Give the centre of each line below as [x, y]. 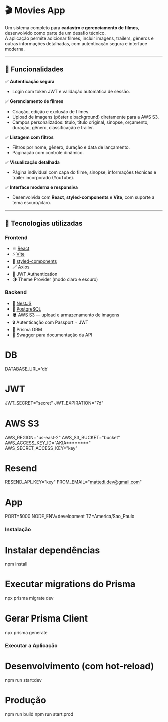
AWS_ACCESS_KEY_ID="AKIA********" [48, 443]
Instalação [18, 530]
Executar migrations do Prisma [70, 584]
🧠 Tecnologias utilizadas [44, 223]
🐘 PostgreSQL [27, 309]
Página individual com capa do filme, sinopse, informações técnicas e [84, 172]
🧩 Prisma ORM [27, 329]
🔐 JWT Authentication [35, 274]
